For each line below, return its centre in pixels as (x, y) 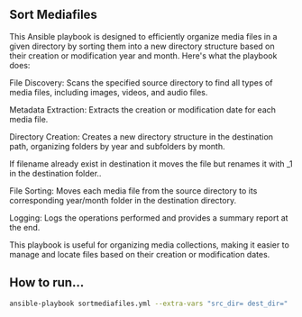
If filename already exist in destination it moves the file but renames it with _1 (151, 163)
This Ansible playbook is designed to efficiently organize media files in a (143, 36)
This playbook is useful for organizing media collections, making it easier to (150, 245)
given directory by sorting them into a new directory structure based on (142, 46)
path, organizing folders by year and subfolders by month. (117, 146)
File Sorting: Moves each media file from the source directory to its (133, 190)
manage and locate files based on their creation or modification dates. (140, 254)
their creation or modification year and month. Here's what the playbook (143, 55)
